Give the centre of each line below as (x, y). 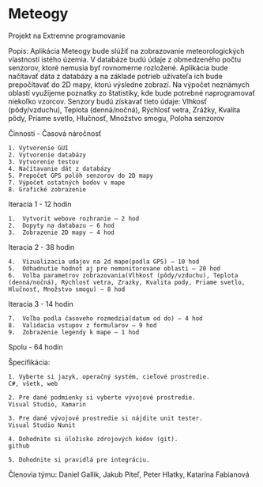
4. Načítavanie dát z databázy (60, 168)
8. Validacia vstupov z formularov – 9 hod (83, 325)
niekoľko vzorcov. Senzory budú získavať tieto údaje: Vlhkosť (108, 101)
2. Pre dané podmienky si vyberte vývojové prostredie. (102, 397)
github (19, 446)
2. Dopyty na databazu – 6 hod (61, 225)
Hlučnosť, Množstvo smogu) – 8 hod (67, 289)
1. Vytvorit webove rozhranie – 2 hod (74, 218)
